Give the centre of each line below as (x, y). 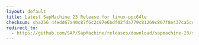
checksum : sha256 (28, 22)
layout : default (26, 11)
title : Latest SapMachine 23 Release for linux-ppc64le (76, 17)
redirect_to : (22, 28)
